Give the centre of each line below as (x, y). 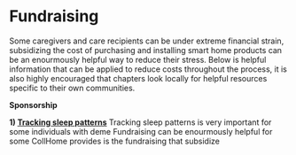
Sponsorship (33, 105)
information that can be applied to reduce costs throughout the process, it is (148, 69)
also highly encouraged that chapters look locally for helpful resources (138, 78)
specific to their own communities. (72, 88)
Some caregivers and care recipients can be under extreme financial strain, (147, 41)
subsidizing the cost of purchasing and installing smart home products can (145, 50)
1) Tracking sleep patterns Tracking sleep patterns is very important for (140, 122)
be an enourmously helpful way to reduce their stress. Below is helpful (138, 59)
